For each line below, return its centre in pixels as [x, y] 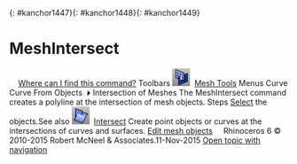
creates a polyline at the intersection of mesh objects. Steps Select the [138, 102]
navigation [28, 149]
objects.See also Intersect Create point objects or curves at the [136, 121]
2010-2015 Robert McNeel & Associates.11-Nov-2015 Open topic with [135, 140]
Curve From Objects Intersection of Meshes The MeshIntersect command [148, 92]
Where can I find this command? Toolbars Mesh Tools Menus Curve [153, 82]
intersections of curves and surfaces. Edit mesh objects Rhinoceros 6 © [145, 130]
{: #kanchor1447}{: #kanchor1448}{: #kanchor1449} [105, 13]
